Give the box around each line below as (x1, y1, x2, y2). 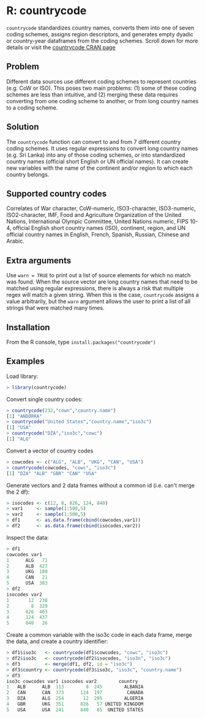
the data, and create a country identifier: (6, 637, 108, 645)
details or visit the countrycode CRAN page (6, 44, 116, 51)
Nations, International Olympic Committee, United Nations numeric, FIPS (6, 218, 188, 225)
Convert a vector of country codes (6, 447, 94, 454)
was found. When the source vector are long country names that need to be (6, 278, 198, 286)
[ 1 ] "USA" (6, 425, 32, 431)
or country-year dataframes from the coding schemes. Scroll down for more (6, 37, 198, 44)
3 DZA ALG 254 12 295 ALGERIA (6, 695, 144, 701)
